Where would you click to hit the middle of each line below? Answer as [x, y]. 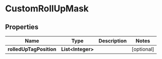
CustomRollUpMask [47, 9]
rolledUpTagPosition [32, 49]
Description [113, 41]
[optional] [143, 49]
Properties [22, 27]
